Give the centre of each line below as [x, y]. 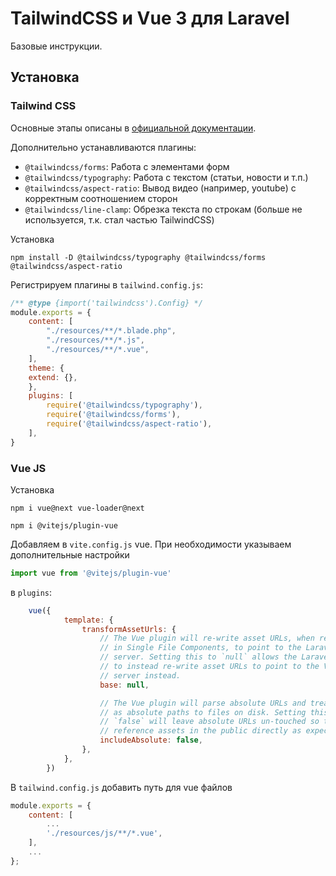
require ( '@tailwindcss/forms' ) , [114, 415]
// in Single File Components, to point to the [200, 648]
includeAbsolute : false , [151, 740]
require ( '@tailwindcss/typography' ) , [124, 405]
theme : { [46, 368]
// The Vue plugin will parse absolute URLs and [203, 703]
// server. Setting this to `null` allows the [198, 657]
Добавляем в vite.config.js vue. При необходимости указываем [151, 544]
